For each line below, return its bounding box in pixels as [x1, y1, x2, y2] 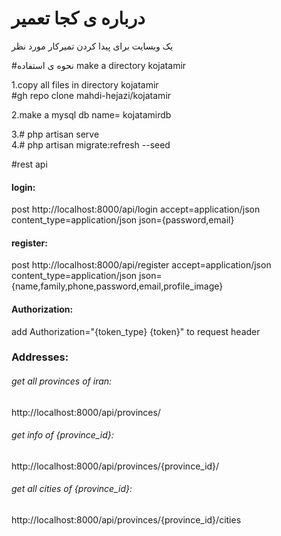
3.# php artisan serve [11, 128, 100, 140]
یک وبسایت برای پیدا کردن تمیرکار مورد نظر [11, 40, 174, 52]
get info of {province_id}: [11, 429, 114, 441]
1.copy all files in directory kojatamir [11, 78, 159, 91]
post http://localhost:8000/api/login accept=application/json [11, 203, 261, 216]
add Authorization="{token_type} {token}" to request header [11, 325, 261, 337]
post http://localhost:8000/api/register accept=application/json [11, 259, 272, 271]
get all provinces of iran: [11, 375, 113, 387]
